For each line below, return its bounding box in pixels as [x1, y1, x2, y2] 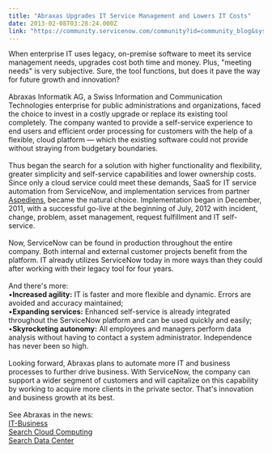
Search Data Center [8, 436, 74, 446]
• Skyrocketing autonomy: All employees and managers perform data [8, 324, 241, 334]
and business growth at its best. [8, 393, 115, 403]
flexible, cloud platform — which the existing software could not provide [8, 135, 249, 145]
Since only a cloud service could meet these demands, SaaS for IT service [8, 178, 257, 188]
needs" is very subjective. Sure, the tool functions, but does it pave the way [8, 66, 261, 76]
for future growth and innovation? [8, 74, 121, 85]
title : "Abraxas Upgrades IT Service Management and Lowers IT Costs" [8, 11, 252, 20]
